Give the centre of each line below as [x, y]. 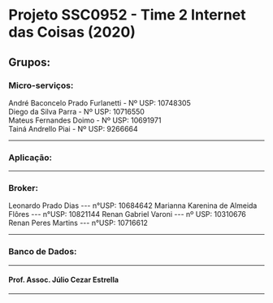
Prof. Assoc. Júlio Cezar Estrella [64, 280]
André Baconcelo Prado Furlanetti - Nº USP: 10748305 [100, 102]
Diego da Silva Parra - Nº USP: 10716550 [76, 111]
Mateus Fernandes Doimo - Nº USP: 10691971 [85, 120]
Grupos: [30, 62]
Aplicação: [30, 158]
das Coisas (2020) [72, 32]
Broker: [24, 188]
